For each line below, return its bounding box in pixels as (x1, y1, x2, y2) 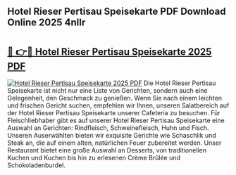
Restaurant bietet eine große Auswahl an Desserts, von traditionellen (7, 146, 206, 154)
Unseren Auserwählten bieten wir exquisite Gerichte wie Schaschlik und (7, 131, 216, 139)
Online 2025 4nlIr (7, 17, 86, 29)
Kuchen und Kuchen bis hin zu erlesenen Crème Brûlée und (7, 154, 181, 162)
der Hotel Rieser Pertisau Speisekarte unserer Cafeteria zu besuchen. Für (7, 109, 221, 117)
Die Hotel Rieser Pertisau (143, 79, 216, 87)
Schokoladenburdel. (7, 161, 66, 169)
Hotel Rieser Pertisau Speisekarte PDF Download (7, 6, 227, 18)
